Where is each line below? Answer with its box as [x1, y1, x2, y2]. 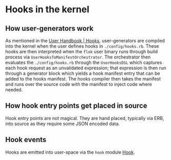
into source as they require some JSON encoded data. [5, 121, 120, 127]
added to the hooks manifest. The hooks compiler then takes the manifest [5, 76, 161, 82]
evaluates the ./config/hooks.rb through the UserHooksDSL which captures [5, 59, 162, 65]
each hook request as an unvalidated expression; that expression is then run [5, 65, 166, 71]
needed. [5, 87, 23, 93]
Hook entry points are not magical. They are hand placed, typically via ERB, [5, 115, 164, 121]
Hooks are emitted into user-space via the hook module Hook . [5, 149, 135, 155]
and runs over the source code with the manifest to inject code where [5, 81, 152, 87]
